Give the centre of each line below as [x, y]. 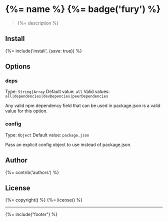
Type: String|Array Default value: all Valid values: [57, 91]
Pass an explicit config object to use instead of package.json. [68, 144]
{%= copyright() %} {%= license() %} [44, 200]
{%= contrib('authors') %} [32, 172]
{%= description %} [38, 23]
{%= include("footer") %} [31, 214]
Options [18, 67]
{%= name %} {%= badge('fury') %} [83, 9]
